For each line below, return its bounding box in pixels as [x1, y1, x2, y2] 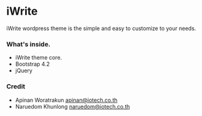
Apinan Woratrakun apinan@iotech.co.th [15, 96, 118, 104]
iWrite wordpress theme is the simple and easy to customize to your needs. [6, 25, 196, 32]
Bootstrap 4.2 [15, 60, 50, 68]
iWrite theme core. [15, 54, 62, 61]
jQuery [15, 67, 32, 74]
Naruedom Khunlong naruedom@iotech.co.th [15, 102, 130, 110]
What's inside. [6, 40, 51, 48]
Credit [6, 82, 26, 91]
